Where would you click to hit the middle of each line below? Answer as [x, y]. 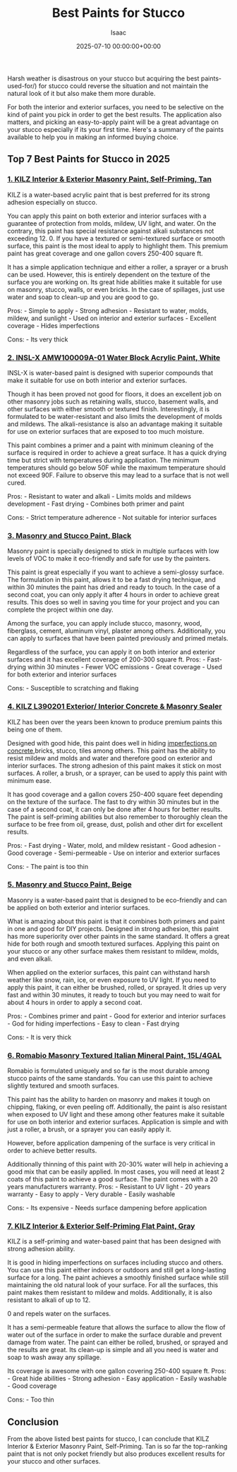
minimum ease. [29, 780]
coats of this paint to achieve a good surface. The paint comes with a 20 [113, 1179]
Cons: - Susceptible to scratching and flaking [73, 688]
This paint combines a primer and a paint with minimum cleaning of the [110, 445]
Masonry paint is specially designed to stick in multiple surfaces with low [114, 551]
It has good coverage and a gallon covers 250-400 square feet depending [115, 794]
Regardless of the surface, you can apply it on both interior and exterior [111, 652]
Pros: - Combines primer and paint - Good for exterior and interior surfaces [117, 1016]
